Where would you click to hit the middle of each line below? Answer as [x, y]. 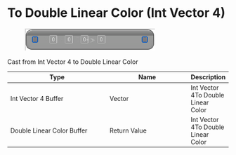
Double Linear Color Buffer [49, 130]
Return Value [129, 130]
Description [208, 77]
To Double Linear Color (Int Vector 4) [117, 13]
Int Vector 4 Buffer [37, 99]
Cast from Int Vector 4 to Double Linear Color [73, 62]
